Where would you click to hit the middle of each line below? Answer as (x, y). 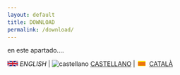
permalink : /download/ (41, 29)
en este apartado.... (36, 50)
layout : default (31, 15)
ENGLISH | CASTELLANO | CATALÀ (96, 64)
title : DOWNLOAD (31, 22)
